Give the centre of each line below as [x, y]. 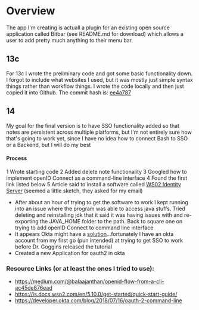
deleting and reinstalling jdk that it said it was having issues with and [99, 215]
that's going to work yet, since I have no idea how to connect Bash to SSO [97, 138]
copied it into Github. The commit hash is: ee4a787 [69, 92]
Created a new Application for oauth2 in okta [70, 253]
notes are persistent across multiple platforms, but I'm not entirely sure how [99, 132]
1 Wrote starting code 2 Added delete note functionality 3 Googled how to [97, 171]
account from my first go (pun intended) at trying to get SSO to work [99, 240]
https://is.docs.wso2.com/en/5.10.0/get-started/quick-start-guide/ [96, 294]
